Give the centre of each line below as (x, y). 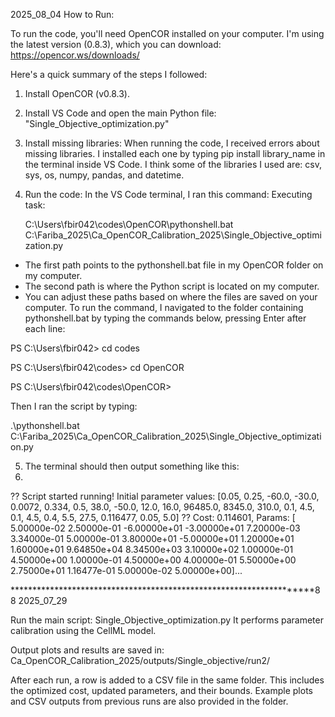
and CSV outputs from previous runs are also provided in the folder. (149, 701)
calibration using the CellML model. (83, 630)
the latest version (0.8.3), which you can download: (116, 44)
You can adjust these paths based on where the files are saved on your (171, 297)
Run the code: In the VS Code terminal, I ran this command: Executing (168, 194)
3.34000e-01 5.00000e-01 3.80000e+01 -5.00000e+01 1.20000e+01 (152, 538)
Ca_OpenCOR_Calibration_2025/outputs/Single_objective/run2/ (140, 660)
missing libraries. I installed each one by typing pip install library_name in (175, 153)
